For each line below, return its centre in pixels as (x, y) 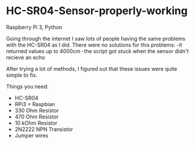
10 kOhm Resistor (36, 123)
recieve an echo (26, 57)
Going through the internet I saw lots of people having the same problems (96, 38)
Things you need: (27, 86)
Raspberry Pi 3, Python (34, 27)
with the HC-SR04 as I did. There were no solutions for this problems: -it (94, 45)
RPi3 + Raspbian (35, 104)
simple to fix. (22, 75)
